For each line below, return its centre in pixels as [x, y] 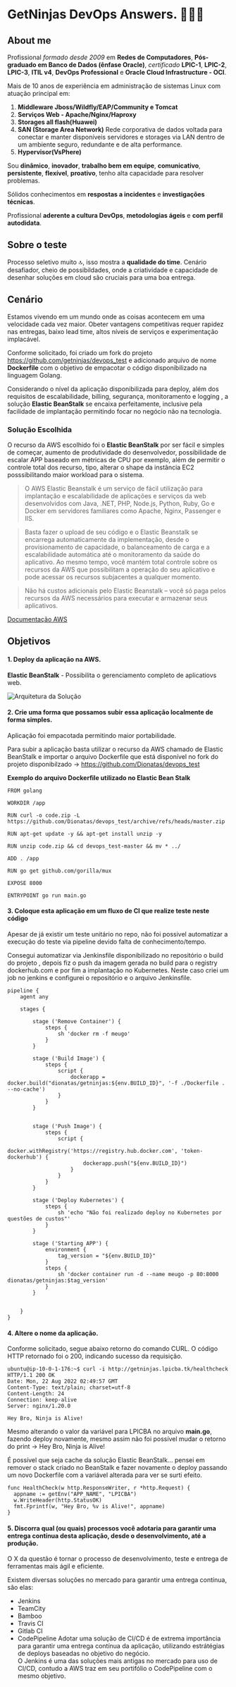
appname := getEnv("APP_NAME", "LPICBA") [75, 1494]
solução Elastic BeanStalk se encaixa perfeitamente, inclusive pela [105, 404]
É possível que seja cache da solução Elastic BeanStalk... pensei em [106, 1460]
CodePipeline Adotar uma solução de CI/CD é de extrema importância [119, 1638]
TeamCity [31, 1609]
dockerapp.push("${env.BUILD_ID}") [135, 1163]
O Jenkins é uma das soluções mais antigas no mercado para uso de [118, 1661]
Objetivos [29, 642]
